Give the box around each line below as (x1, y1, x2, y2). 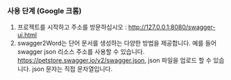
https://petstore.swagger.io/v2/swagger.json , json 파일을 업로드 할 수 (17, 57, 212, 65)
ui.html (17, 31, 37, 39)
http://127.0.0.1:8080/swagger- (128, 23, 216, 32)
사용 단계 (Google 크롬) (7, 6, 82, 15)
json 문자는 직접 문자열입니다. (32, 65, 113, 73)
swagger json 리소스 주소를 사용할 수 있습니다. (17, 48, 145, 56)
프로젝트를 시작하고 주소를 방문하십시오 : (17, 23, 127, 32)
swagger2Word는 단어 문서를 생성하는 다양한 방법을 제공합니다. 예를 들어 (17, 39, 217, 48)
